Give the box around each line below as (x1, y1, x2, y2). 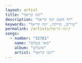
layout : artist (5, 7, 38, 13)
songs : (5, 31, 19, 36)
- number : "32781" (10, 36, 50, 41)
